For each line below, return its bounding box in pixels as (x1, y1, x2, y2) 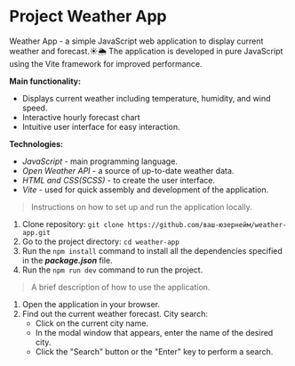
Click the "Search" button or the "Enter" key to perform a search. (35, 346, 274, 357)
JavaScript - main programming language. (21, 156, 178, 167)
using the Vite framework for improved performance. (9, 58, 203, 69)
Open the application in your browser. (21, 298, 161, 309)
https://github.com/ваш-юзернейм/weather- (127, 220, 287, 229)
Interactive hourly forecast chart (21, 111, 140, 122)
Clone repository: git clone (21, 218, 124, 229)
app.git (21, 228, 51, 237)
